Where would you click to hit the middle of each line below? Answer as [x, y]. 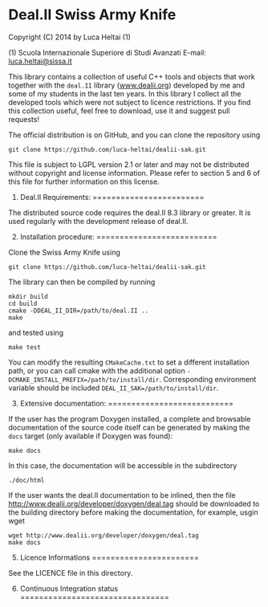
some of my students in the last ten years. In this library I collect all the [125, 93]
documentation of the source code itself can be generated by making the [129, 427]
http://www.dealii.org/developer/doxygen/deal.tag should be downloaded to [134, 503]
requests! [24, 119]
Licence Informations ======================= [109, 557]
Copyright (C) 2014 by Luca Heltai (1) [69, 37]
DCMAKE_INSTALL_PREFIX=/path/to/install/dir [84, 380]
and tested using [36, 332]
